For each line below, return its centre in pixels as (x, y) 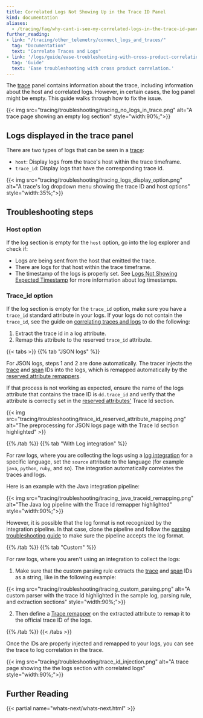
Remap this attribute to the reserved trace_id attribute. (83, 340)
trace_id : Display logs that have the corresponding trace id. (89, 168)
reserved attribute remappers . (44, 376)
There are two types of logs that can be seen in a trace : (76, 150)
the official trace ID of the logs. (53, 620)
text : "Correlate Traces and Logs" (56, 52)
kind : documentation (32, 18)
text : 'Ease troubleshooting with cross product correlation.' (93, 68)
